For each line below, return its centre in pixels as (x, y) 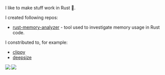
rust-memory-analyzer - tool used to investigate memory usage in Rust (86, 27)
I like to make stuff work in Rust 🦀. (40, 8)
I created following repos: (32, 17)
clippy (19, 52)
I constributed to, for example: (36, 42)
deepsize (22, 57)
